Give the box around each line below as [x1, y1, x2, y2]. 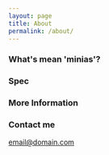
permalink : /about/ [8, 27, 74, 35]
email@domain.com [8, 137, 75, 147]
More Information [8, 97, 78, 109]
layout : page [8, 11, 52, 20]
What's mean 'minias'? [8, 54, 101, 65]
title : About [8, 19, 52, 28]
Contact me [8, 119, 56, 131]
